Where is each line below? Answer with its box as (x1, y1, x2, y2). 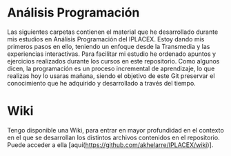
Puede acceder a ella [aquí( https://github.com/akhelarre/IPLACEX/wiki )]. (7, 140, 214, 149)
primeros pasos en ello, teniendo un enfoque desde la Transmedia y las (7, 42, 210, 50)
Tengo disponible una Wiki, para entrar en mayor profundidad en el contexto (7, 126, 224, 134)
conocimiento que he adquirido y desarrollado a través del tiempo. (7, 79, 197, 87)
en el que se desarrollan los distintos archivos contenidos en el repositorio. (7, 133, 220, 142)
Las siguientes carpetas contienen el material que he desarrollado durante (7, 28, 219, 36)
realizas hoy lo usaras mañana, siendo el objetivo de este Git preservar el (7, 71, 215, 80)
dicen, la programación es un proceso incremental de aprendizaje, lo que (7, 64, 215, 72)
